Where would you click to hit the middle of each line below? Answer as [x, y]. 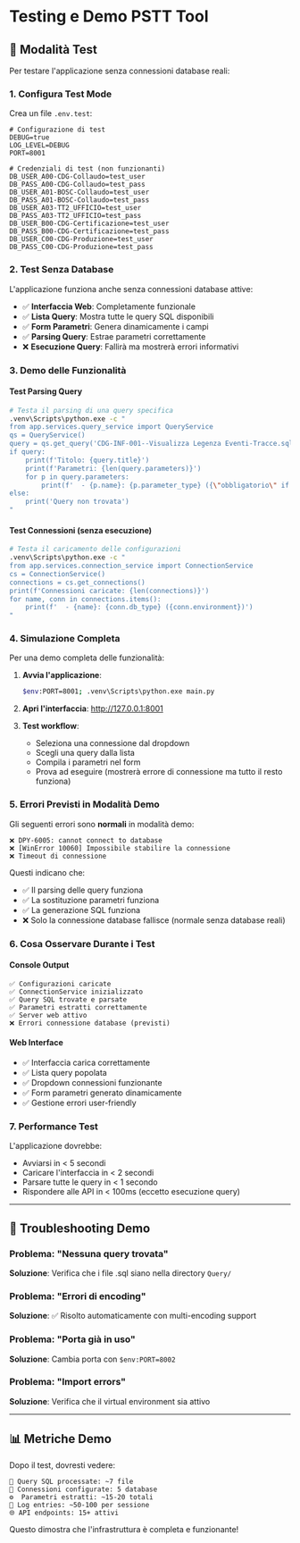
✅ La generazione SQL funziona [81, 910]
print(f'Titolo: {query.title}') [87, 460]
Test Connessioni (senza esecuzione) [81, 530]
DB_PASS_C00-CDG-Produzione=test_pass [81, 247]
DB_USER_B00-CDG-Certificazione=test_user [89, 224]
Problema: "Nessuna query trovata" [89, 1254]
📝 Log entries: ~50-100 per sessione [79, 1505]
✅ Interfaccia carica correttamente [86, 1062]
